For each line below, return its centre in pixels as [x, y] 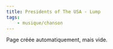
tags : [13, 17]
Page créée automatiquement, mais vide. [57, 40]
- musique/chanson [40, 23]
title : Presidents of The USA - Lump [53, 12]
